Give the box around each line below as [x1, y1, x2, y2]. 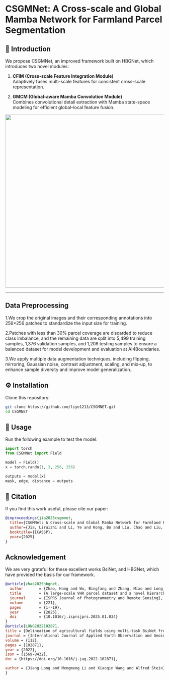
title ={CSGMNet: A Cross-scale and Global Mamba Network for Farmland [10, 520, 161, 526]
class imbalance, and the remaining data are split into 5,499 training [5, 335, 146, 341]
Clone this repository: [5, 394, 50, 400]
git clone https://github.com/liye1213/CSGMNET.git [5, 404, 116, 409]
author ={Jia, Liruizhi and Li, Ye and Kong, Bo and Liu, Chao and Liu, [10, 525, 163, 530]
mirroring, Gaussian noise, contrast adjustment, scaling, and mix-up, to [5, 361, 152, 367]
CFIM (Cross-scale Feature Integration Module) [12, 73, 114, 79]
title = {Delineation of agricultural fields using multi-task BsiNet [5, 629, 156, 634]
